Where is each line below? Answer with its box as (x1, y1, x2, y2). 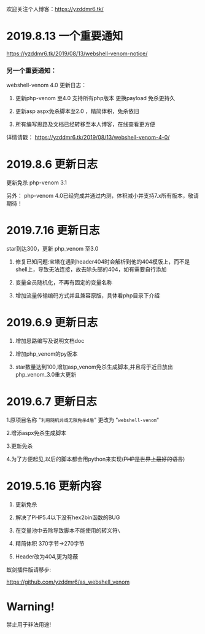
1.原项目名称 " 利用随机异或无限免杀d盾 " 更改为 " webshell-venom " (6, 416, 160, 423)
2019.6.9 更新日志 (6, 316, 98, 330)
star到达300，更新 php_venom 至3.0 (6, 245, 99, 252)
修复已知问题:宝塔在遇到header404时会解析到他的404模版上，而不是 (15, 258, 190, 265)
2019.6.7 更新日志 (6, 395, 97, 409)
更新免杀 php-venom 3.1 (6, 179, 68, 186)
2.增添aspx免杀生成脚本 (6, 429, 66, 436)
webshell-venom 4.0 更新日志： (6, 82, 87, 89)
